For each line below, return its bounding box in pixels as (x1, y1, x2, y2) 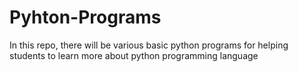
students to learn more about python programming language (9, 49, 259, 61)
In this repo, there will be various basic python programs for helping (9, 39, 289, 51)
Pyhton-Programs (9, 6, 162, 29)
